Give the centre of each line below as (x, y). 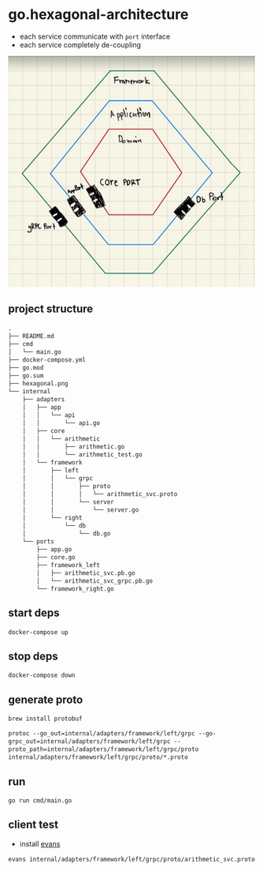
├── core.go (56, 557)
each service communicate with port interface (95, 36)
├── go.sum (26, 375)
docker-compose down (42, 676)
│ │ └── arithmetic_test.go (83, 454)
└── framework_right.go (75, 589)
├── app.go (54, 549)
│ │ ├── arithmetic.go (74, 447)
